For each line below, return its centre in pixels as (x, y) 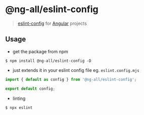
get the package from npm (40, 51)
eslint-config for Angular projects (52, 23)
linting (19, 98)
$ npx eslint (19, 107)
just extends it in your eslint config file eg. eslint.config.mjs (76, 70)
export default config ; (30, 89)
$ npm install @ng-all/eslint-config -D (49, 61)
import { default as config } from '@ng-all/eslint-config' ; (71, 80)
